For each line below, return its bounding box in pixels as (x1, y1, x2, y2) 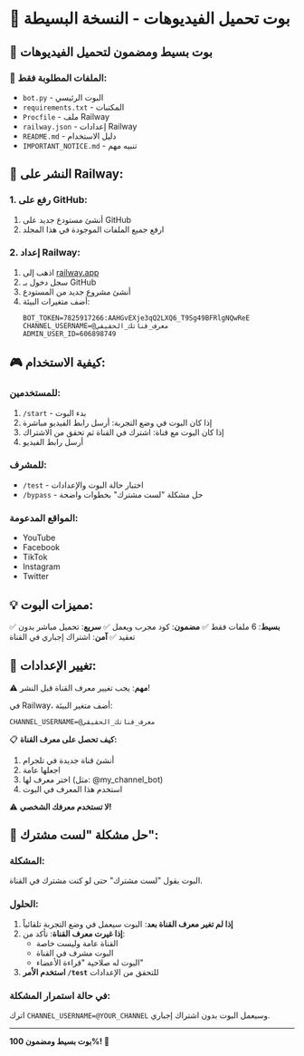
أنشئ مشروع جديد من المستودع (22, 286, 131, 297)
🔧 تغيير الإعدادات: (9, 658, 97, 673)
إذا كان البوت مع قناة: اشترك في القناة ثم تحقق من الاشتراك (22, 426, 224, 438)
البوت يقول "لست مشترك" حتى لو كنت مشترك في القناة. (9, 875, 204, 886)
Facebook (22, 542, 61, 553)
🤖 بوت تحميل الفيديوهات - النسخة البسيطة (9, 8, 291, 29)
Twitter (22, 571, 50, 582)
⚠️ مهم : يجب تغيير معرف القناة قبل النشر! (9, 682, 151, 693)
